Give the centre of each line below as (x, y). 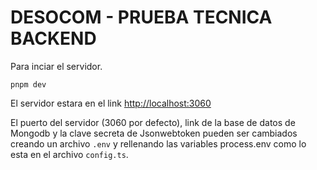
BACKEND (53, 38)
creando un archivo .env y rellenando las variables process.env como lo (158, 143)
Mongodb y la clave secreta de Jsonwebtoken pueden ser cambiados (154, 133)
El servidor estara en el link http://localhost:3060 (111, 103)
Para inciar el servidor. (56, 66)
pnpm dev (28, 84)
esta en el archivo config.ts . (69, 154)
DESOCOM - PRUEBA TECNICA (141, 17)
